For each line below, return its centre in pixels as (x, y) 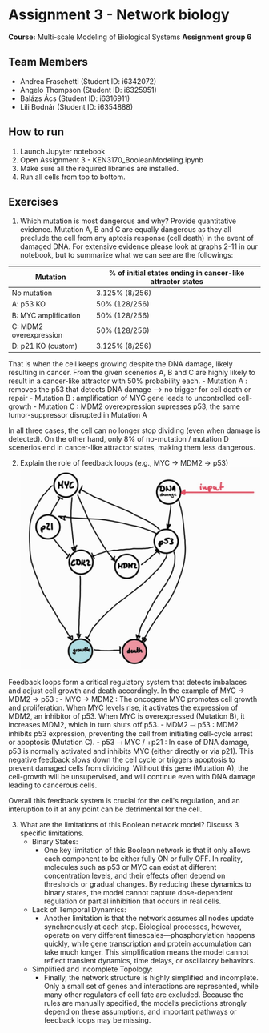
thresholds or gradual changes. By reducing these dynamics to (147, 884)
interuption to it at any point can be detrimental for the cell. (105, 809)
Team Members (48, 62)
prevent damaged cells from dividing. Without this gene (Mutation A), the (128, 768)
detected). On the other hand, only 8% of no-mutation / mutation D (119, 438)
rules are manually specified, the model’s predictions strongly (145, 1003)
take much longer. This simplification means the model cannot (147, 952)
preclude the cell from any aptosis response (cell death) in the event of (137, 238)
